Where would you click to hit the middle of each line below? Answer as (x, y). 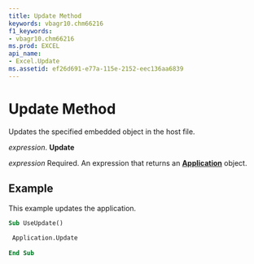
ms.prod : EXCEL (34, 46)
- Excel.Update (34, 62)
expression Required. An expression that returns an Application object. (128, 162)
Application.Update (45, 238)
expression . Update (42, 147)
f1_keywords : (31, 31)
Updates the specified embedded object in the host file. (102, 132)
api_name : (25, 54)
